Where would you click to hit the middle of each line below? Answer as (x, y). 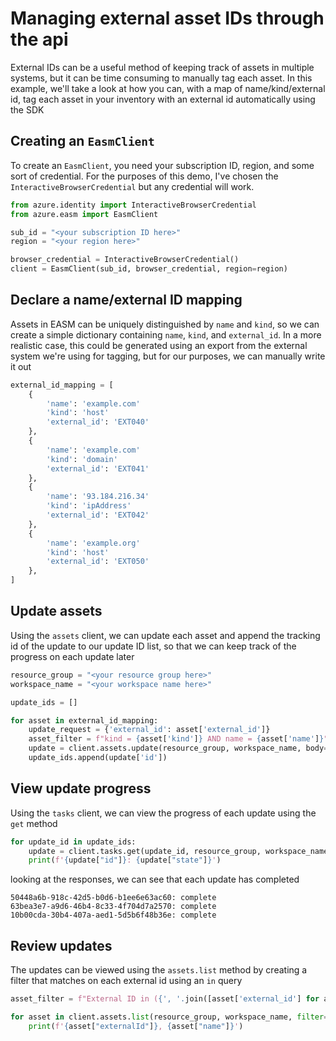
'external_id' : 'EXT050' (98, 562)
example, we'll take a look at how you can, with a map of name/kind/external (168, 88)
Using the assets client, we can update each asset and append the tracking (165, 635)
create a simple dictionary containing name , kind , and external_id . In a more (166, 334)
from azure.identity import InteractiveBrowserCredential (133, 205)
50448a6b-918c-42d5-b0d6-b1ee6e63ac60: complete (113, 898)
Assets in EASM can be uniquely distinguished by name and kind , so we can (165, 324)
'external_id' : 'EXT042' (98, 515)
